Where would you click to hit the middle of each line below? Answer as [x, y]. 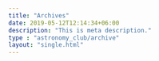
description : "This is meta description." [80, 30]
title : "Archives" [39, 15]
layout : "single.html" [46, 45]
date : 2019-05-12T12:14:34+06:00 [64, 23]
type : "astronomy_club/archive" [64, 38]
